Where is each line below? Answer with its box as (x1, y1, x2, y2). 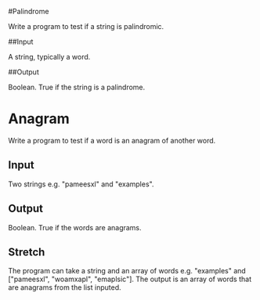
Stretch (8, 245, 45, 258)
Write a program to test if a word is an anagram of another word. (8, 136, 216, 145)
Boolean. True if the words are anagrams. (8, 222, 143, 232)
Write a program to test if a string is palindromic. (8, 22, 164, 31)
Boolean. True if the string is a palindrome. (8, 82, 146, 92)
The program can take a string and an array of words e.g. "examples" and (8, 266, 247, 276)
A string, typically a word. (8, 52, 91, 61)
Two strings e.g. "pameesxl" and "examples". (8, 179, 154, 189)
